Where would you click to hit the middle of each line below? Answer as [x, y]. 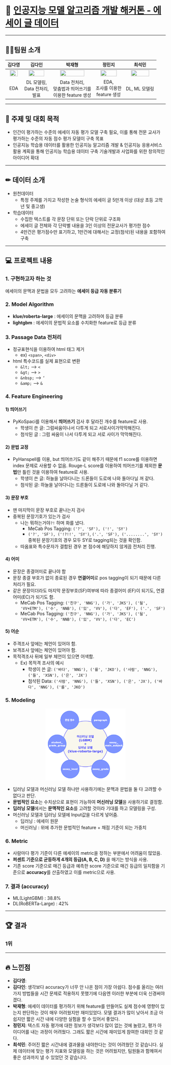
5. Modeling [20, 700]
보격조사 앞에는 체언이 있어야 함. [45, 650]
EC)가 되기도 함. [39, 597]
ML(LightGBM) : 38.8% [37, 898]
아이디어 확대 [26, 158]
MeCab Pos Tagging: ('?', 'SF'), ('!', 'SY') [78, 528]
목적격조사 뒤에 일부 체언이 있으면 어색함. [53, 657]
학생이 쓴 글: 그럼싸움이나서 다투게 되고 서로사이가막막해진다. [81, 428]
